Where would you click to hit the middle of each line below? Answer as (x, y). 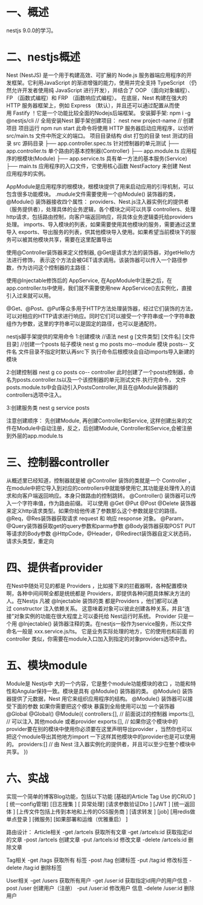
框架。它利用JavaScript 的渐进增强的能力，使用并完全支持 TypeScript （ (101, 82)
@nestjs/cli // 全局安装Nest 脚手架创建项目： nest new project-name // (94, 120)
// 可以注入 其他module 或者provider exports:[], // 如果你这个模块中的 (92, 721)
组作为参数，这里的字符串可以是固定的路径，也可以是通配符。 (83, 323)
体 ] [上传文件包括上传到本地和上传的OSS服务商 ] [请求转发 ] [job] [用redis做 (101, 811)
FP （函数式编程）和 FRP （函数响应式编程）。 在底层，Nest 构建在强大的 (97, 98)
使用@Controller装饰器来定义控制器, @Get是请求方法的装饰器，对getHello (98, 252)
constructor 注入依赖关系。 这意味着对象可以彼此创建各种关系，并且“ (99, 608)
